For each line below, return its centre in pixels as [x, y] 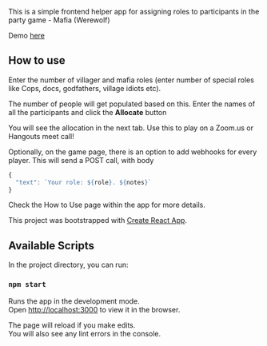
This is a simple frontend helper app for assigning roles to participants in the [134, 12]
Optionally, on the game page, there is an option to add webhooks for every [133, 152]
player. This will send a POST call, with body [81, 160]
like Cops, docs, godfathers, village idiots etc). [85, 88]
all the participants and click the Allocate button [88, 112]
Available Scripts [51, 246]
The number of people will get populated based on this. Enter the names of [132, 104]
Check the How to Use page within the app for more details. [107, 205]
